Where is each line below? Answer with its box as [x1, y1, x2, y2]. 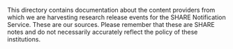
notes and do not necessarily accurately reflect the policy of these [7, 28, 198, 36]
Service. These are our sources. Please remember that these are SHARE [7, 21, 215, 28]
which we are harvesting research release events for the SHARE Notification [7, 13, 226, 21]
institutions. [7, 35, 40, 43]
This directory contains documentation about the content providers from [7, 6, 216, 14]
